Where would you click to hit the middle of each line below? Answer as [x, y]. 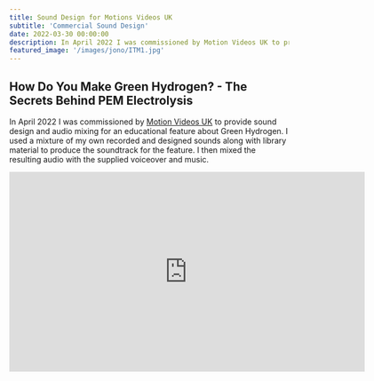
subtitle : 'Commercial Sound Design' [79, 26]
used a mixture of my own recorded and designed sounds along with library [148, 140]
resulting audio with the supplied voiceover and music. [109, 159]
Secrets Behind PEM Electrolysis [101, 100]
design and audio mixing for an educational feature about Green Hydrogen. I [149, 131]
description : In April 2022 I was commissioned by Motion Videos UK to [144, 42]
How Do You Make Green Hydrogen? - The [128, 87]
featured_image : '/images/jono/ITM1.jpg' [87, 51]
